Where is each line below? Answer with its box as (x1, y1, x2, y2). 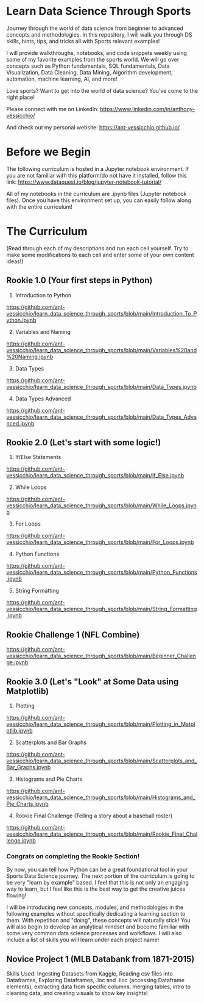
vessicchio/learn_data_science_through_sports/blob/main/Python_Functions (6, 569, 197, 576)
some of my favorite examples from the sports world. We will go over (6, 56, 180, 63)
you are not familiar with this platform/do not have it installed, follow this (6, 172, 187, 179)
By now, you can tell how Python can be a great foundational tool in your (6, 866, 188, 874)
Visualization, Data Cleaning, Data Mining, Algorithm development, (6, 68, 173, 76)
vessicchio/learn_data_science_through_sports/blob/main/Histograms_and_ (6, 794, 196, 801)
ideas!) (6, 258, 24, 265)
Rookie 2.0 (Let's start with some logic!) (6, 438, 161, 448)
